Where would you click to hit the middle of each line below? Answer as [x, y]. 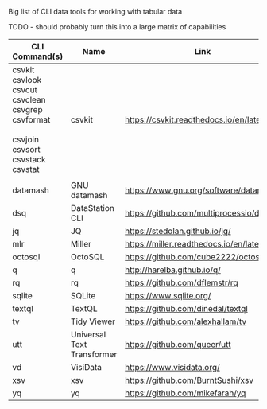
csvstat [26, 169]
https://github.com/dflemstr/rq [181, 283]
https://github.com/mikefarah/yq [185, 393]
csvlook [27, 80]
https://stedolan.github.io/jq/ [178, 231]
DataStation [93, 208]
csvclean [29, 100]
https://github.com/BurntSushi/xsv [189, 380]
